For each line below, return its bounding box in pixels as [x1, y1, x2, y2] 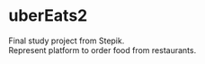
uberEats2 [8, 5, 88, 26]
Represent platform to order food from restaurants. [8, 44, 197, 55]
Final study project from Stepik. [8, 35, 125, 46]
